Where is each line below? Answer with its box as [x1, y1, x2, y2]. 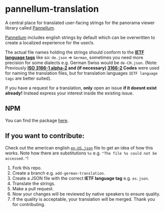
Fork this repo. [12, 165, 42, 171]
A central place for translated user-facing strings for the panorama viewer [5, 20, 155, 26]
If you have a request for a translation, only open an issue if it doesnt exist [5, 85, 157, 91]
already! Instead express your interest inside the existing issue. [5, 90, 134, 96]
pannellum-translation [5, 3, 99, 15]
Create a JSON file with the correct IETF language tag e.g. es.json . [12, 175, 149, 181]
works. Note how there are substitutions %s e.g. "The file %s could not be [5, 150, 158, 156]
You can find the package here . [5, 117, 69, 123]
